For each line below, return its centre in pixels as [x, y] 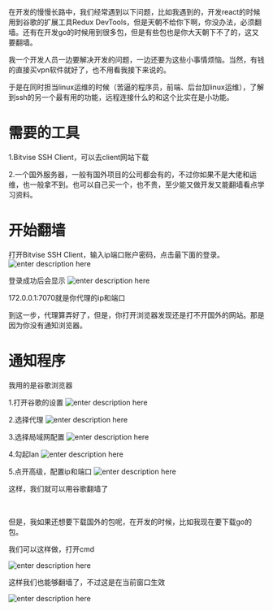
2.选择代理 [26, 419]
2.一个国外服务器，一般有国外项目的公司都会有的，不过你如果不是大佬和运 [133, 174]
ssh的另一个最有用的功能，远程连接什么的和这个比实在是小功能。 [124, 97]
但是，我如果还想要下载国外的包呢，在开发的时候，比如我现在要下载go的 [130, 522]
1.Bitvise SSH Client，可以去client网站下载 [79, 157]
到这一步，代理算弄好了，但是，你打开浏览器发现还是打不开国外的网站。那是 [136, 314]
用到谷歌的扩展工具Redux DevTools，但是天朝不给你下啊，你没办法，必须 [132, 22]
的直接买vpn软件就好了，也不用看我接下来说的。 [89, 70]
